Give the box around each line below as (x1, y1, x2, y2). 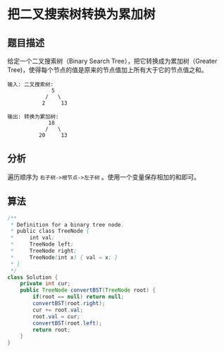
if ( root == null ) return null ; (32, 294, 125, 301)
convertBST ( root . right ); (32, 300, 106, 307)
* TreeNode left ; (10, 241, 74, 248)
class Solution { (7, 273, 58, 281)
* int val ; (10, 234, 55, 241)
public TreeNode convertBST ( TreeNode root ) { (20, 287, 156, 294)
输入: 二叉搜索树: (7, 81, 54, 88)
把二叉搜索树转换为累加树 (7, 6, 156, 23)
